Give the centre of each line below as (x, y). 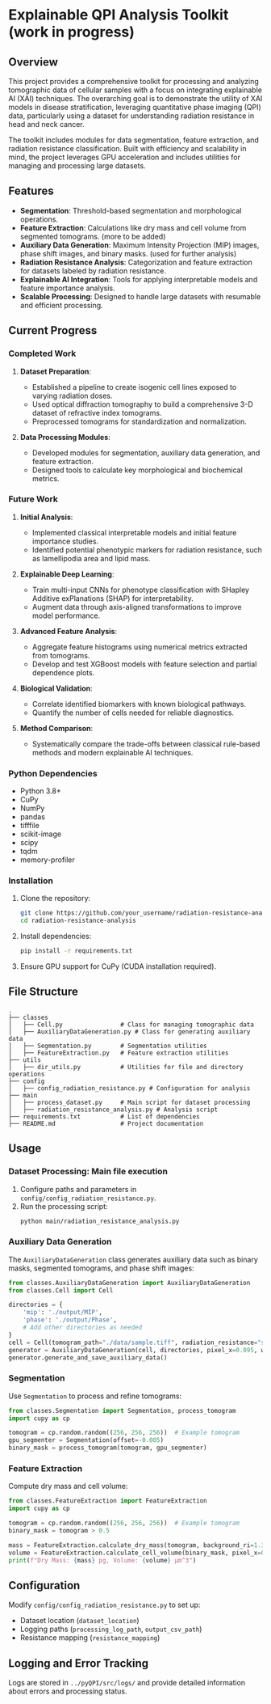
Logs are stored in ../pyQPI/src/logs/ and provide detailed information (127, 1683)
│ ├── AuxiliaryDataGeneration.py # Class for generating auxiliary (129, 1032)
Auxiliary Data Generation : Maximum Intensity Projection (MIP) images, (140, 245)
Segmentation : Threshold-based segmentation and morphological (131, 210)
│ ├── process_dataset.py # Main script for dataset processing (129, 1102)
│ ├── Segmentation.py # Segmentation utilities (108, 1046)
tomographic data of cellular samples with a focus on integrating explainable (135, 90)
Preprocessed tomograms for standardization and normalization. (140, 421)
